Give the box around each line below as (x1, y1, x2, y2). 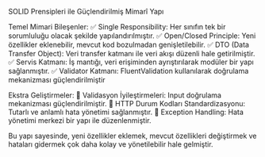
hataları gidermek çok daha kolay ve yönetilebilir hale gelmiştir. (8, 140, 213, 149)
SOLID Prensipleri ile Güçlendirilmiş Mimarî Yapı (8, 7, 164, 16)
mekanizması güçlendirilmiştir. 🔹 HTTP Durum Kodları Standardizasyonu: (8, 99, 246, 108)
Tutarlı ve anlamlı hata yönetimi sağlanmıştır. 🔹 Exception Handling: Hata (8, 107, 244, 117)
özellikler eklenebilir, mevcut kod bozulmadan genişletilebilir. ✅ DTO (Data (8, 40, 250, 49)
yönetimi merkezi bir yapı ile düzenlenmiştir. (8, 116, 152, 125)
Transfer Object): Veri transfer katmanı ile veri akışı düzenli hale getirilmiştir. (8, 49, 255, 58)
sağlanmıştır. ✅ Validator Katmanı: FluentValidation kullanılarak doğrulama (8, 67, 249, 75)
